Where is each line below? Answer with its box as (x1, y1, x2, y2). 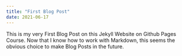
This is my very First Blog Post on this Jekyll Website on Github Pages (6, 30, 176, 37)
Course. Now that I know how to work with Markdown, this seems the (6, 37, 175, 44)
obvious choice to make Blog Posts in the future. (6, 42, 124, 50)
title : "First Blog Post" (6, 8, 70, 15)
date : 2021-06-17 (6, 14, 49, 20)
